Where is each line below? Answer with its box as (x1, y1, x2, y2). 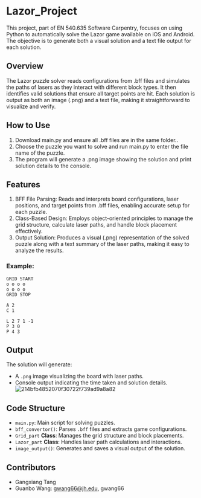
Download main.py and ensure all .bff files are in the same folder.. (14, 136, 179, 143)
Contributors (6, 462, 56, 473)
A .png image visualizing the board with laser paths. (14, 373, 144, 380)
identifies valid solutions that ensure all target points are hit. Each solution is (6, 89, 195, 97)
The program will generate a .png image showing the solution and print (14, 155, 192, 163)
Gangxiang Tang (14, 479, 56, 486)
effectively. (14, 228, 43, 235)
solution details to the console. (14, 162, 92, 169)
